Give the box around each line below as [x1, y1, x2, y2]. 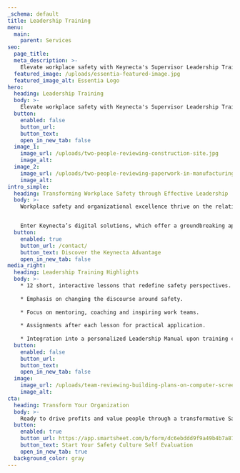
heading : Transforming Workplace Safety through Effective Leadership [14, 190, 229, 197]
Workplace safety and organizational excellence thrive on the [20, 203, 213, 211]
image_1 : [14, 144, 40, 151]
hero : [7, 84, 24, 91]
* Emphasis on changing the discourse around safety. [20, 295, 184, 302]
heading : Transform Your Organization [14, 402, 130, 409]
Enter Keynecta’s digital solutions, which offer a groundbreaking [20, 222, 225, 229]
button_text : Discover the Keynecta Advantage [20, 249, 161, 256]
